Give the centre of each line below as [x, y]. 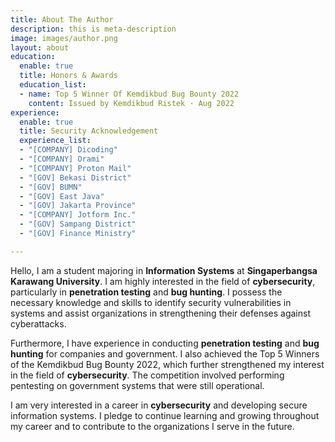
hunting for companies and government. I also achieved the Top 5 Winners [165, 353]
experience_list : [55, 141]
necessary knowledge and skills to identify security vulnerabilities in [151, 302]
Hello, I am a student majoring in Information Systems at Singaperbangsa [164, 270]
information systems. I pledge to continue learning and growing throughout [165, 415]
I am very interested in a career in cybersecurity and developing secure [159, 405]
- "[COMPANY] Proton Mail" [75, 168]
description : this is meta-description [93, 29]
